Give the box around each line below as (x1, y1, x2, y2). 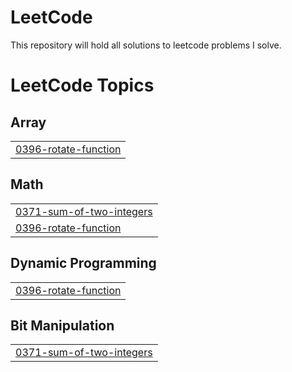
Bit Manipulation (10, 317, 115, 334)
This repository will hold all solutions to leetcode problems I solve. (10, 39, 282, 51)
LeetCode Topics (10, 74, 155, 97)
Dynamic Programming (10, 255, 157, 272)
